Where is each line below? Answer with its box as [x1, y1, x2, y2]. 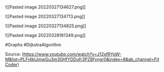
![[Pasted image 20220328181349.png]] [5, 33, 86, 38]
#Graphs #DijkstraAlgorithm [5, 42, 62, 48]
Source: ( [5, 51, 23, 57]
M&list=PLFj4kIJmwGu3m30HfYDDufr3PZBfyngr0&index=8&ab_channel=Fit [5, 56, 159, 62]
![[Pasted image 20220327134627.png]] [5, 4, 86, 10]
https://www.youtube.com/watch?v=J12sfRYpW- [23, 51, 122, 57]
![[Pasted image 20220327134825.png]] [5, 23, 87, 29]
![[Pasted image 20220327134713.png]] [5, 14, 86, 19]
